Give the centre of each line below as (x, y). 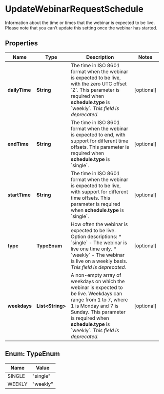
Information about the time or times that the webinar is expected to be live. (80, 23)
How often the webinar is (99, 224)
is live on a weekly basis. (99, 261)
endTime (18, 144)
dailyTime (19, 90)
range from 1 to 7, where (99, 299)
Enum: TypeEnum (32, 354)
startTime (19, 195)
